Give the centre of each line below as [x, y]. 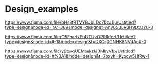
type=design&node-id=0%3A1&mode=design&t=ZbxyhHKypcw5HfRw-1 [77, 56]
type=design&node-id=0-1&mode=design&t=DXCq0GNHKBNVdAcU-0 [76, 41]
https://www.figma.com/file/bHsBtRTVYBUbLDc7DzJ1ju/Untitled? [70, 22]
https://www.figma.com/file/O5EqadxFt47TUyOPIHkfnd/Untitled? [70, 37]
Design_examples [42, 9]
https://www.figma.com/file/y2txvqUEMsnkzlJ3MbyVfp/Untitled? [70, 51]
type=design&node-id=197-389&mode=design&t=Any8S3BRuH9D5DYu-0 [79, 27]
